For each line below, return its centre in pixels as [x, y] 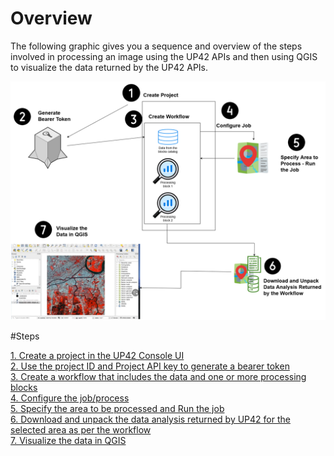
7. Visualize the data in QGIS [68, 440]
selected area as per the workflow [81, 429]
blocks [24, 387]
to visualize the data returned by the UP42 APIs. [109, 67]
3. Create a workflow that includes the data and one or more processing [158, 376]
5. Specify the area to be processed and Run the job [117, 408]
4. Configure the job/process [70, 398]
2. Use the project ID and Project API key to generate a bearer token [150, 366]
